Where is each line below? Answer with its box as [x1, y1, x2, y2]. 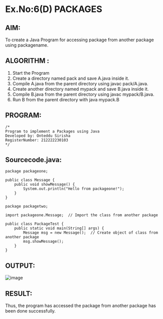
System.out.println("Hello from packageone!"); [23, 187, 124, 192]
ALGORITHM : [5, 57, 49, 65]
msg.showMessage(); [23, 239, 64, 244]
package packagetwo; [5, 204, 49, 209]
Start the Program [12, 70, 50, 76]
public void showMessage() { [14, 182, 75, 187]
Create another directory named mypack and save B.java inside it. [12, 86, 149, 92]
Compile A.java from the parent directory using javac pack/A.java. [12, 80, 148, 86]
